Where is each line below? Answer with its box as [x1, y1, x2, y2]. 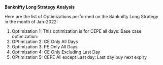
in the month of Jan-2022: [4, 19, 58, 24]
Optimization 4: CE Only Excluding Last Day [11, 49, 100, 55]
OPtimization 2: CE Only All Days [11, 39, 78, 44]
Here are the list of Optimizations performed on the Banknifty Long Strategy [4, 14, 159, 19]
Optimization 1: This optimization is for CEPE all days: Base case [11, 28, 142, 34]
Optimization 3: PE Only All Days [11, 44, 78, 49]
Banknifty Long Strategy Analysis [4, 4, 75, 10]
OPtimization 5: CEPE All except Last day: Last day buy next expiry [11, 54, 147, 60]
